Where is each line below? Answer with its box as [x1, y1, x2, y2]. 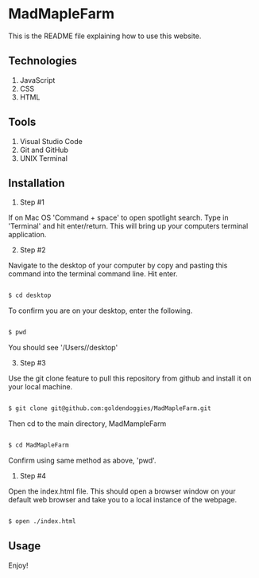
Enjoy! [8, 560, 29, 570]
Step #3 [19, 358, 46, 368]
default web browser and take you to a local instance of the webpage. [8, 494, 237, 504]
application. [8, 230, 47, 240]
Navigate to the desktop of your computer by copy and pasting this [8, 260, 228, 271]
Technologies [8, 54, 78, 68]
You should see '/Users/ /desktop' [8, 343, 118, 353]
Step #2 [19, 245, 46, 255]
